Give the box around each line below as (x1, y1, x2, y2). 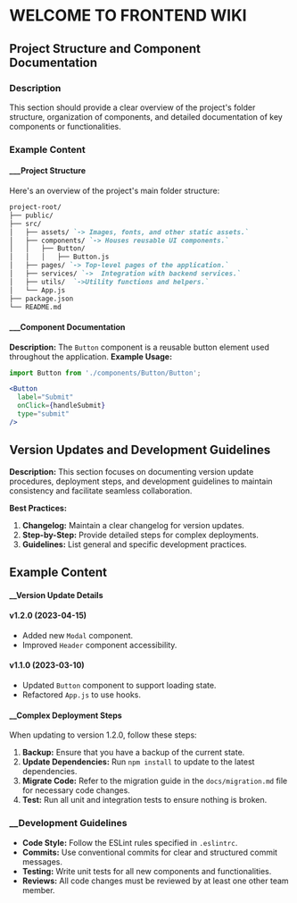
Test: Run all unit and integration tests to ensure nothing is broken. (21, 795, 268, 806)
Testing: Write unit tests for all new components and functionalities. (21, 865, 272, 876)
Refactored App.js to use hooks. (21, 689, 141, 700)
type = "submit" (17, 409, 70, 418)
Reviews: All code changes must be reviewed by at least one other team (21, 875, 289, 886)
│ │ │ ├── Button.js (9, 252, 110, 262)
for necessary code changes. (21, 785, 131, 796)
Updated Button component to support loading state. (21, 680, 217, 691)
